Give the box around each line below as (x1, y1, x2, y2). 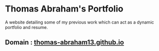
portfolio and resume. (5, 24, 48, 30)
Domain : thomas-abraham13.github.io (5, 38, 125, 47)
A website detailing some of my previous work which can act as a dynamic (5, 19, 154, 25)
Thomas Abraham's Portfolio (5, 3, 124, 14)
